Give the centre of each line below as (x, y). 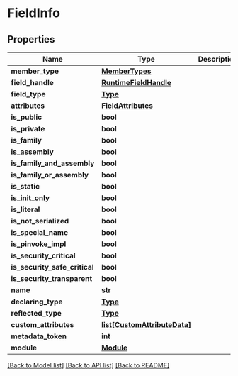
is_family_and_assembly (53, 163)
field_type (28, 94)
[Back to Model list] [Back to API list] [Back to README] (89, 365)
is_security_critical (43, 255)
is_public (27, 117)
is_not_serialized (40, 221)
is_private (28, 129)
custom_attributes (42, 325)
